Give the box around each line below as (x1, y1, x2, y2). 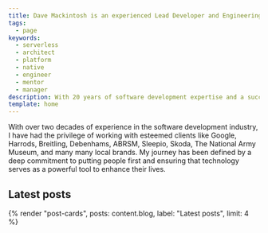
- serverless (15, 41, 59, 49)
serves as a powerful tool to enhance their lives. (8, 165, 166, 174)
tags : (8, 19, 26, 27)
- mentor (15, 78, 45, 86)
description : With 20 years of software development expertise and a (8, 93, 245, 101)
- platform (15, 56, 52, 64)
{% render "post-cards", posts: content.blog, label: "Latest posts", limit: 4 (8, 208, 249, 218)
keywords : (8, 33, 41, 42)
